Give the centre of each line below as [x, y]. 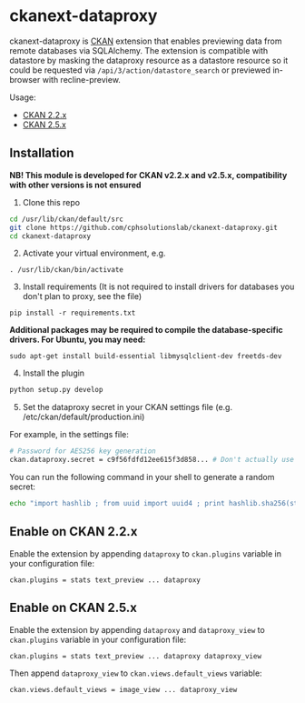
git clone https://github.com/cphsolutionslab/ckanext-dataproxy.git [144, 227]
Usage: [23, 97]
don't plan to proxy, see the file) [82, 296]
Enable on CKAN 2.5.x [74, 608]
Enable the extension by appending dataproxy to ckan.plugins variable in [145, 553]
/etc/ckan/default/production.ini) [84, 417]
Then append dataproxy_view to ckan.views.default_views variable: [136, 673]
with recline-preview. [81, 79]
